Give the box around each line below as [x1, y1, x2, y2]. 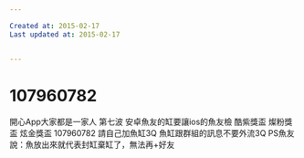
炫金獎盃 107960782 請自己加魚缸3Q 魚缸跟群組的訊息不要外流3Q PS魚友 [19, 128, 295, 139]
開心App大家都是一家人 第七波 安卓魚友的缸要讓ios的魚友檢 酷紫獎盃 [9, 116, 267, 128]
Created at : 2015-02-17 [9, 21, 100, 30]
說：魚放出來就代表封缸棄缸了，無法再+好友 [9, 139, 175, 151]
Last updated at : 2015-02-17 [9, 29, 121, 39]
